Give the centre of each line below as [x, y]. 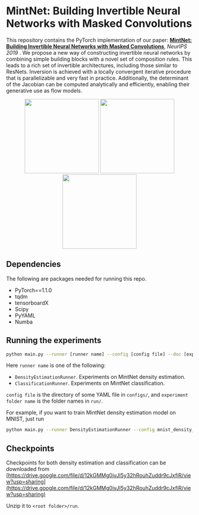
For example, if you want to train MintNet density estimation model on [91, 413]
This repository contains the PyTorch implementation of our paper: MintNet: [99, 40]
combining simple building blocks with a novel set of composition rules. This [99, 59]
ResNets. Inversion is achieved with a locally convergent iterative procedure [99, 71]
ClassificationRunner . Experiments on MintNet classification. [90, 383]
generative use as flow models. [44, 90]
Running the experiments [54, 340]
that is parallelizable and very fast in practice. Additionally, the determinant [97, 78]
